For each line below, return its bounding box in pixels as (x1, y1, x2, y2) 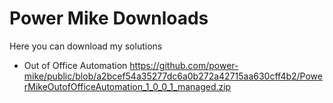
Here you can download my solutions (9, 40, 163, 52)
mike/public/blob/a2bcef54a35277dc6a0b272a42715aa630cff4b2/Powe (23, 70, 323, 82)
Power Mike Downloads (9, 7, 209, 30)
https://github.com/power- (129, 59, 239, 71)
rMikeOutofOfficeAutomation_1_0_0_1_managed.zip (23, 80, 232, 92)
